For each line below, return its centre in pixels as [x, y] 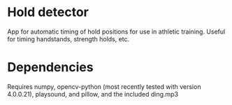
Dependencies [50, 68]
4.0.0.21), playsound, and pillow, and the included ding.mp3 [93, 94]
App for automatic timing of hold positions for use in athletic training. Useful [116, 31]
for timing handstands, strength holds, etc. [68, 38]
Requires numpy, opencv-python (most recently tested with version [104, 86]
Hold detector [48, 12]
